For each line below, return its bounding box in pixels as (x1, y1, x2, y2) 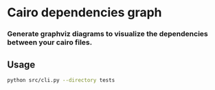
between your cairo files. (7, 37, 93, 47)
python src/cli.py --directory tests (7, 76, 115, 83)
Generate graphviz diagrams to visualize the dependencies (7, 29, 208, 39)
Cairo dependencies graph (7, 5, 163, 20)
